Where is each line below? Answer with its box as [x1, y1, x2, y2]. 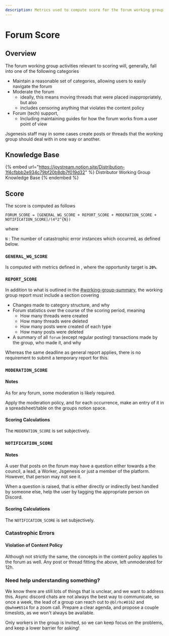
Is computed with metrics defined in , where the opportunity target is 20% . [5, 264, 157, 270]
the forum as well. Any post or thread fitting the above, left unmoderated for [5, 559, 163, 565]
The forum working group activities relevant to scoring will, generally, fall [5, 63, 157, 69]
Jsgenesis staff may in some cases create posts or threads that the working [5, 130, 163, 137]
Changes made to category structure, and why [12, 302, 110, 308]
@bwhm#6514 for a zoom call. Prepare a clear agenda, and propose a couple [5, 604, 159, 610]
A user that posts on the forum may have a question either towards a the [5, 463, 156, 469]
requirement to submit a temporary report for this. [5, 354, 109, 360]
